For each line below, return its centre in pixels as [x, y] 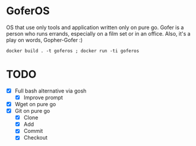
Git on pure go [32, 111]
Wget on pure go [35, 104]
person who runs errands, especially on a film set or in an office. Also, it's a [99, 33]
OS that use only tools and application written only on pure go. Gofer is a [95, 27]
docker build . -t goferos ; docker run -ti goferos [73, 51]
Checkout [35, 138]
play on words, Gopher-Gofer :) [45, 40]
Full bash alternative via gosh [50, 91]
